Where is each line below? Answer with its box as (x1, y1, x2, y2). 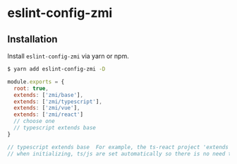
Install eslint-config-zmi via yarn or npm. (7, 52, 129, 60)
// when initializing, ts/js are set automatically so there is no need (7, 150, 226, 157)
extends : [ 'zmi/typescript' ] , (13, 98, 102, 105)
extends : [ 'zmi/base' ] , (13, 91, 83, 98)
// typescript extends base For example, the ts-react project (7, 143, 200, 151)
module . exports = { (7, 78, 65, 86)
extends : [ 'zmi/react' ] (13, 111, 83, 118)
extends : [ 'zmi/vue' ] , (13, 105, 80, 112)
